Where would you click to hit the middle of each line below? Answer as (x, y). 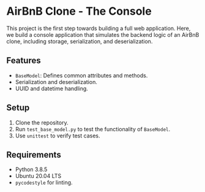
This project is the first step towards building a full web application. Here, (99, 28)
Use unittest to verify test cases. (58, 136)
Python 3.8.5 (31, 169)
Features (24, 60)
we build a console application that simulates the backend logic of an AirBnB (103, 34)
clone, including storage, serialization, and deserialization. (80, 41)
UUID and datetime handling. (52, 88)
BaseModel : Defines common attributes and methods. (81, 75)
